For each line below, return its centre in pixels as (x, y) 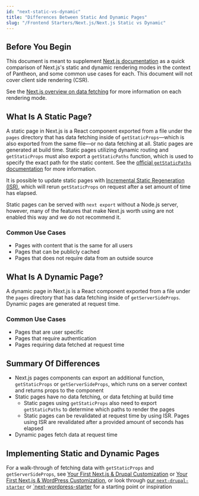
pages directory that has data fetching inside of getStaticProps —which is (95, 137)
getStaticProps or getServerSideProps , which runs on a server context (101, 384)
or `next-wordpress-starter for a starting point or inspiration (99, 487)
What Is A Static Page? (49, 117)
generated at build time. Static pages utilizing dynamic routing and (87, 150)
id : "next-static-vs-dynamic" (44, 12)
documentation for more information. (51, 169)
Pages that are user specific (49, 332)
